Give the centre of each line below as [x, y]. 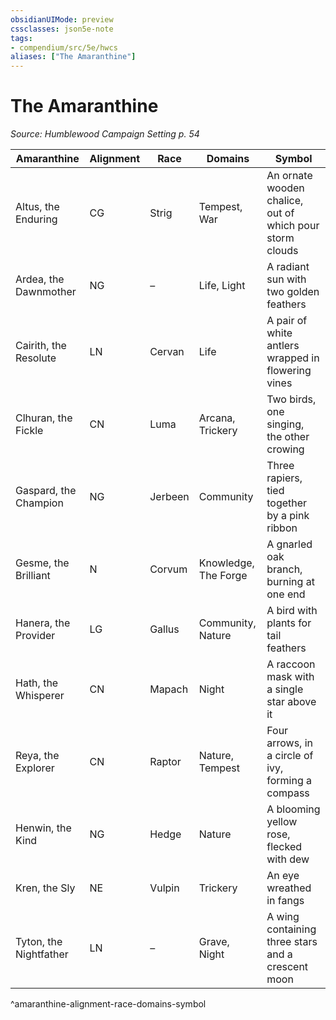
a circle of [290, 756]
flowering [289, 371]
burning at [290, 582]
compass [288, 793]
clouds [282, 251]
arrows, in [290, 743]
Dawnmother [46, 292]
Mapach [169, 689]
